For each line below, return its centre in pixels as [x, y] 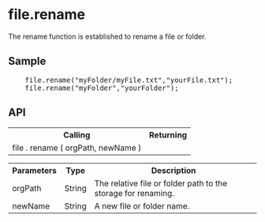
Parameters [34, 170]
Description [174, 170]
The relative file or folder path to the [160, 183]
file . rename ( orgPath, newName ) [77, 148]
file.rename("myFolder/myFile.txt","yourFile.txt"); [129, 80]
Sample [27, 61]
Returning [168, 134]
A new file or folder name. [142, 205]
